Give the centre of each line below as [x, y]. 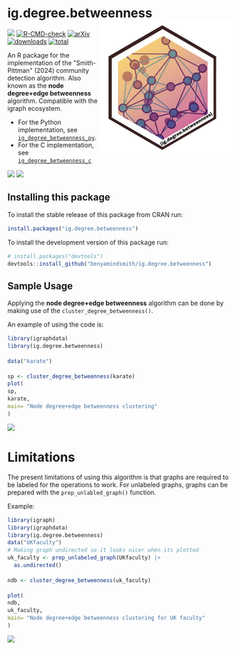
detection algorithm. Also [44, 78]
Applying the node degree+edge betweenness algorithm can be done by [116, 303]
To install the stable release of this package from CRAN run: [95, 214]
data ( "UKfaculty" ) [35, 543]
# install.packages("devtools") [55, 256]
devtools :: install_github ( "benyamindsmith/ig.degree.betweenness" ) [110, 264]
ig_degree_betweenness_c [55, 161]
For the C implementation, [56, 145]
